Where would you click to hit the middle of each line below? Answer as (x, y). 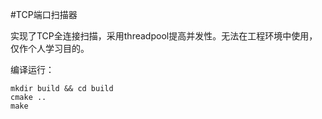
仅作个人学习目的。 (50, 48)
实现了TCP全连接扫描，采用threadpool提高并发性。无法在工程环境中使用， (164, 36)
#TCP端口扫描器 (44, 14)
